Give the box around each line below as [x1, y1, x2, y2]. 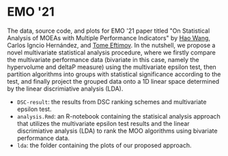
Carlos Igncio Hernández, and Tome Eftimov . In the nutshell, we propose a [7, 41, 216, 49]
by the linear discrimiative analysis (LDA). [7, 84, 124, 93]
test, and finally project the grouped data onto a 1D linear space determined [7, 77, 220, 85]
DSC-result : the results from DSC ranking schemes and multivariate [16, 97, 207, 106]
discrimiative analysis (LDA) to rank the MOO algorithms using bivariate [16, 127, 218, 135]
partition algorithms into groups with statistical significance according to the [7, 69, 221, 78]
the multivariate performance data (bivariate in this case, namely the [7, 55, 199, 63]
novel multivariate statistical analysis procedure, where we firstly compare [7, 48, 216, 57]
